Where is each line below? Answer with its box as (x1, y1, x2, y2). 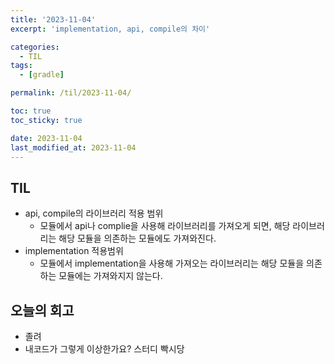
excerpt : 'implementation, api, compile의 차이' (10, 24, 211, 34)
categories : (10, 42, 60, 52)
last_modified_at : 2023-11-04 (10, 142, 137, 153)
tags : (10, 61, 33, 71)
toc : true (10, 106, 52, 116)
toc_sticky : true (10, 115, 83, 125)
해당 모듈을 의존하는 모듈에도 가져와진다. (58, 232, 217, 245)
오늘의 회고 (10, 302, 75, 319)
